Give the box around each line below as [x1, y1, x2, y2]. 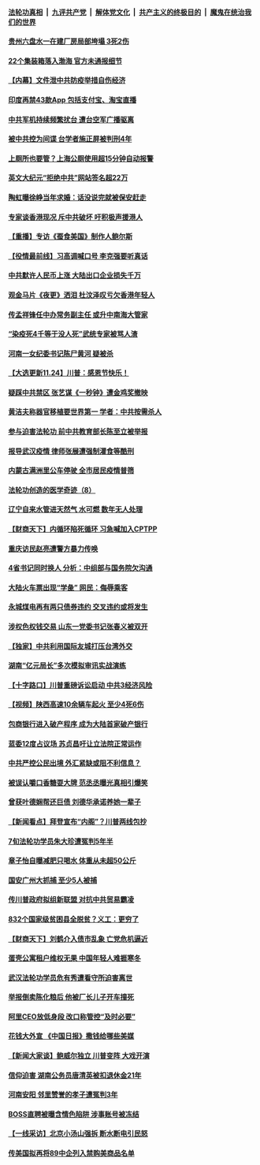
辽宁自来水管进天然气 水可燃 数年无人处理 [8, 504, 143, 514]
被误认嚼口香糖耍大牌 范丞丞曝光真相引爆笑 [8, 777, 148, 787]
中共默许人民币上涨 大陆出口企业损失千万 [8, 270, 142, 280]
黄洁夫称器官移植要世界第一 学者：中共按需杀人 [8, 407, 162, 417]
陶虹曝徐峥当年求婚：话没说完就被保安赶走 [8, 192, 147, 202]
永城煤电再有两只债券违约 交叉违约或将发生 [8, 602, 148, 612]
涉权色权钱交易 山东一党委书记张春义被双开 [8, 622, 148, 631]
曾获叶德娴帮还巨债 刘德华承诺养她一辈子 [8, 797, 142, 807]
